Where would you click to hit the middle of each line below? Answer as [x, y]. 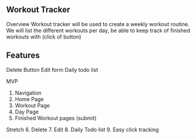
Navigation [28, 93]
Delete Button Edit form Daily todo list [52, 69]
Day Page [27, 112]
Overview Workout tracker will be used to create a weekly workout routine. [98, 24]
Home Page [29, 99]
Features [23, 56]
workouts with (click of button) [44, 37]
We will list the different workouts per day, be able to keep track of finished [98, 30]
